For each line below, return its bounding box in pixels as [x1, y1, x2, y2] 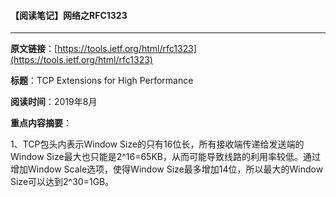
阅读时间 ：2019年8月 [10, 96, 98, 108]
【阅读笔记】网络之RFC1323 [10, 9, 128, 21]
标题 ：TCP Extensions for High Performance [10, 75, 194, 87]
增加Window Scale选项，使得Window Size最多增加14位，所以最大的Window [10, 163, 324, 175]
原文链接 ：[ [10, 43, 58, 55]
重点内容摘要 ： [10, 117, 72, 129]
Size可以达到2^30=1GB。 [10, 176, 115, 188]
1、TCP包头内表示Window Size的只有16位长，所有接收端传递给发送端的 [10, 138, 305, 150]
